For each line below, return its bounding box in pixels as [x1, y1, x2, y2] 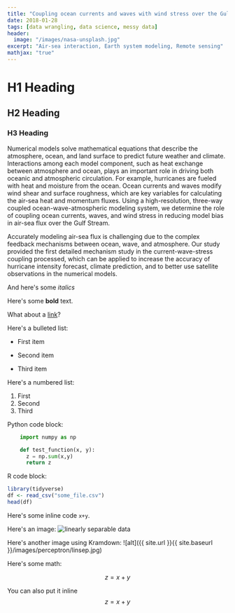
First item [17, 337, 45, 345]
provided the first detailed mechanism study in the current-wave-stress [7, 247, 213, 256]
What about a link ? [7, 310, 61, 319]
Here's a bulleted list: [7, 324, 69, 332]
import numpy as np [20, 434, 77, 441]
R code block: [7, 472, 48, 481]
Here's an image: [7, 525, 57, 533]
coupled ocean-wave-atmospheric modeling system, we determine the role [7, 204, 225, 212]
